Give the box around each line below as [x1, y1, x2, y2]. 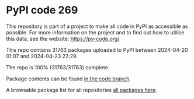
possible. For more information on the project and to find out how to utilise [6, 29, 185, 36]
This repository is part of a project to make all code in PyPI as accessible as [6, 23, 188, 30]
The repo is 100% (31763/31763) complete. [6, 63, 110, 70]
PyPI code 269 [6, 3, 78, 17]
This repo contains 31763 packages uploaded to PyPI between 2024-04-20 [6, 46, 188, 53]
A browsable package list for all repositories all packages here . [6, 86, 158, 93]
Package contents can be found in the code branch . [6, 75, 131, 82]
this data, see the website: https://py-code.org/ [6, 35, 120, 42]
